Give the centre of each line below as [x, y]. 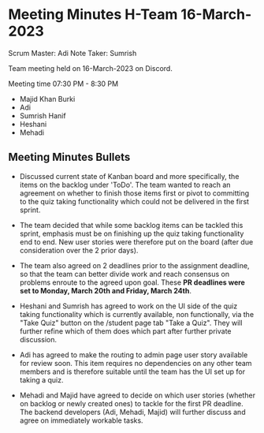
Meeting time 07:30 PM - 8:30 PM [63, 84]
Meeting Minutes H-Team [93, 15]
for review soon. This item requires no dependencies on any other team [136, 363]
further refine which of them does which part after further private [125, 331]
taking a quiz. [41, 379]
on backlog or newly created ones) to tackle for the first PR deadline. [132, 403]
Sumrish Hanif [43, 115]
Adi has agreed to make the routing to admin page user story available [134, 355]
